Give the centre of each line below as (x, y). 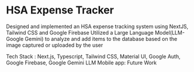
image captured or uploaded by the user (55, 45)
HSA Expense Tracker (60, 10)
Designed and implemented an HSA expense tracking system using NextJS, (97, 26)
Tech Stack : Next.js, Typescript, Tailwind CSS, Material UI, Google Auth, (93, 56)
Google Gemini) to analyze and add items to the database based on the (92, 39)
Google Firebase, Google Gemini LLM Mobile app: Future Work (82, 63)
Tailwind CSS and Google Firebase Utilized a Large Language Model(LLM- (96, 32)
